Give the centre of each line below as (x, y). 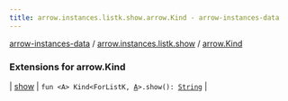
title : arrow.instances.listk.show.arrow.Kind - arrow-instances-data (144, 18)
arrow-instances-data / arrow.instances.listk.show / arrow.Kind (126, 43)
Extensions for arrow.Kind (67, 67)
